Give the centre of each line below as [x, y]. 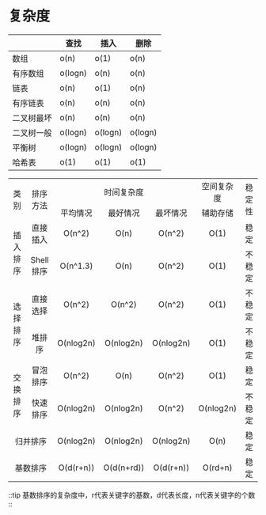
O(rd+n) [217, 468]
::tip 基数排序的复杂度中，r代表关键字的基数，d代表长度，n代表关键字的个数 [132, 494]
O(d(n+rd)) [124, 468]
